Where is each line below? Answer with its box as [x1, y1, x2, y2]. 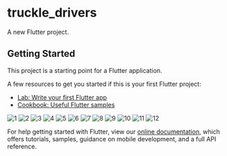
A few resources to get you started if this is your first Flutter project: [7, 80, 201, 88]
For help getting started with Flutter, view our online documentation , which [7, 127, 221, 136]
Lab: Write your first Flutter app [17, 93, 108, 101]
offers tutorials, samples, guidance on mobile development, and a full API [7, 135, 217, 143]
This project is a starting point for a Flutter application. [7, 66, 162, 74]
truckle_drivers [7, 5, 97, 21]
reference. [7, 142, 37, 150]
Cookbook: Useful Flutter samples [17, 101, 115, 109]
